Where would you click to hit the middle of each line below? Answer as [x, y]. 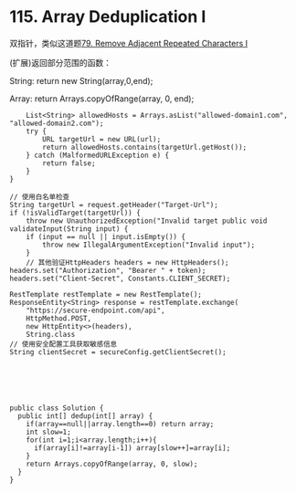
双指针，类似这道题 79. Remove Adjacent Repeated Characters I [129, 43]
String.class [51, 334]
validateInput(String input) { [69, 229]
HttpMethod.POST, [59, 318]
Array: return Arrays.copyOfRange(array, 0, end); [102, 99]
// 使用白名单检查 [40, 197]
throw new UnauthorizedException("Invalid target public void [147, 221]
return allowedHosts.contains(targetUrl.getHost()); [145, 147]
